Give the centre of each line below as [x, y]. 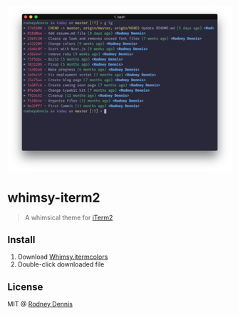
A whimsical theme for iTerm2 [69, 217]
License [25, 287]
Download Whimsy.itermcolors [63, 257]
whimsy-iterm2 [54, 197]
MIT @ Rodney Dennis [40, 304]
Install [21, 240]
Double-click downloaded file [61, 264]
